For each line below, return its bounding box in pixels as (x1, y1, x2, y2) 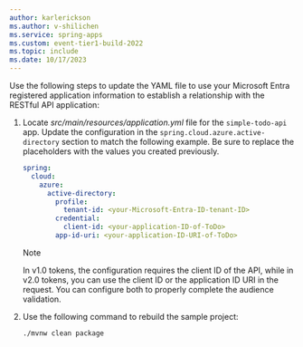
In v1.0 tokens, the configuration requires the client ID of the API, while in (22, 265, 294, 275)
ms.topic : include (9, 47, 79, 56)
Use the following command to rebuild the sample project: (22, 311, 239, 322)
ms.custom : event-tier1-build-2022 (9, 38, 144, 48)
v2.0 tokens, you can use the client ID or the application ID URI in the (22, 274, 279, 285)
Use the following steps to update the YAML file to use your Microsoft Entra (9, 81, 290, 91)
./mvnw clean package (22, 328, 104, 338)
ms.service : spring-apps (9, 30, 103, 39)
